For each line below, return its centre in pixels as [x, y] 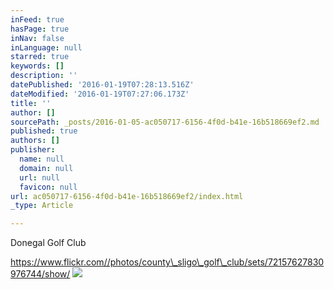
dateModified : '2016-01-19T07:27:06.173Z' [100, 94]
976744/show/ [40, 274]
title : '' [31, 103]
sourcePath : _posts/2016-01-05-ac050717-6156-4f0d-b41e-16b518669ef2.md [165, 122]
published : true [44, 131]
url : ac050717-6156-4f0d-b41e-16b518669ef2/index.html [127, 196]
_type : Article [42, 206]
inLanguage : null [46, 47]
